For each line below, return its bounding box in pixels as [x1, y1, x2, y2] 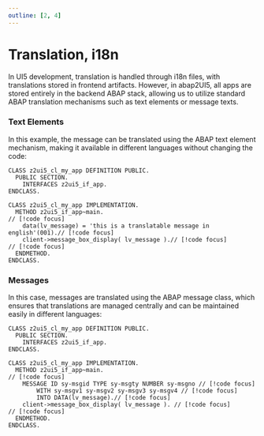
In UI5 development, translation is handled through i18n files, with [8, 72, 221, 81]
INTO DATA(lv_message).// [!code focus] [36, 394, 171, 402]
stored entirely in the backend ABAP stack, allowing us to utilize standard [8, 88, 246, 98]
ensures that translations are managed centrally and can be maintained [8, 301, 239, 310]
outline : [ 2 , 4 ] [8, 11, 61, 20]
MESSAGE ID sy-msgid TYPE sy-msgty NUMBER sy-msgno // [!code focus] [22, 380, 256, 388]
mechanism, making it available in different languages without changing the [8, 143, 254, 152]
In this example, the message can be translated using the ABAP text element [8, 134, 256, 144]
